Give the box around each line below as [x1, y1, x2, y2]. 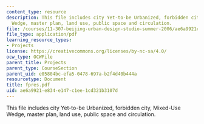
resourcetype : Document [6, 76, 67, 82]
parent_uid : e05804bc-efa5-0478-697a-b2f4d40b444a [6, 71, 137, 77]
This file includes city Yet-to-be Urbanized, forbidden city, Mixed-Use [6, 104, 181, 111]
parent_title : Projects [6, 59, 67, 65]
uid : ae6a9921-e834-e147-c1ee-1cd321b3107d [6, 88, 118, 94]
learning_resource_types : [6, 37, 72, 43]
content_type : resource [6, 8, 67, 15]
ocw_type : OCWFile [6, 54, 53, 60]
